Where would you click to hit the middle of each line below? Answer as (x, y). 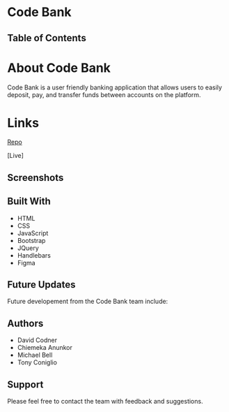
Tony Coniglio (37, 362)
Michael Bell (35, 355)
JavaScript (33, 233)
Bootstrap (31, 240)
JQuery (28, 248)
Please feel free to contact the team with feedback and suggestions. (105, 402)
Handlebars (34, 255)
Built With (29, 201)
